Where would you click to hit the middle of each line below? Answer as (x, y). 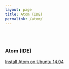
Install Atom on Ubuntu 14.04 (34, 62)
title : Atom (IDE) (24, 14)
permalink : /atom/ (24, 19)
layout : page (18, 10)
